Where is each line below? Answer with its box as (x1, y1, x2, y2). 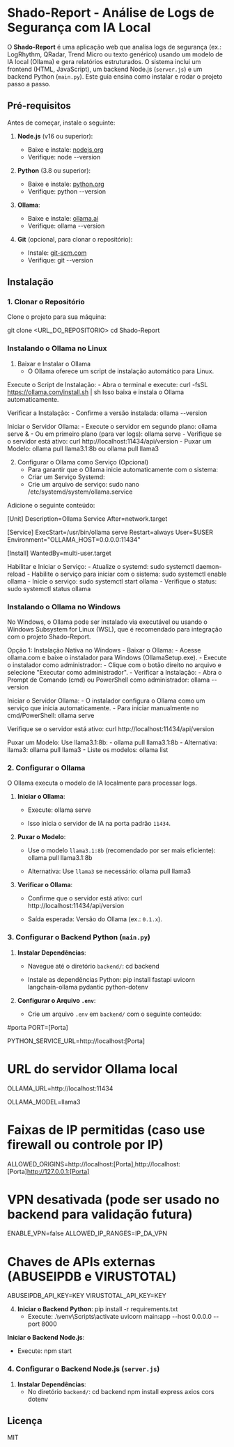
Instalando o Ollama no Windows (7, 602, 120, 611)
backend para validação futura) (7, 1206, 193, 1222)
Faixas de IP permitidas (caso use (7, 1122, 205, 1138)
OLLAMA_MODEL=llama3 (7, 1097, 81, 1106)
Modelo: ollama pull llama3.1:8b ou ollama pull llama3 (7, 444, 159, 453)
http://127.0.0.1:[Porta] (26, 1167, 90, 1175)
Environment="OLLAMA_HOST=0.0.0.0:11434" (7, 535, 141, 544)
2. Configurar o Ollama (7, 762, 86, 772)
